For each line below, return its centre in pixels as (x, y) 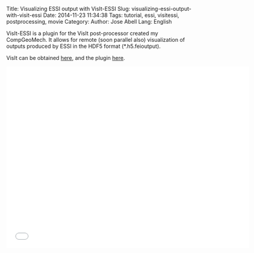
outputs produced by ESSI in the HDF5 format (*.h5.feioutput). (84, 46)
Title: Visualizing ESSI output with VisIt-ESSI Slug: (68, 9)
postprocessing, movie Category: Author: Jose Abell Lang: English (89, 21)
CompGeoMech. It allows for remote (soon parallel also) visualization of (96, 40)
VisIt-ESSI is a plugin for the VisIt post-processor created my (82, 33)
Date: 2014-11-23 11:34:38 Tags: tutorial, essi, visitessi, (111, 15)
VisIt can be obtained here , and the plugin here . (66, 58)
